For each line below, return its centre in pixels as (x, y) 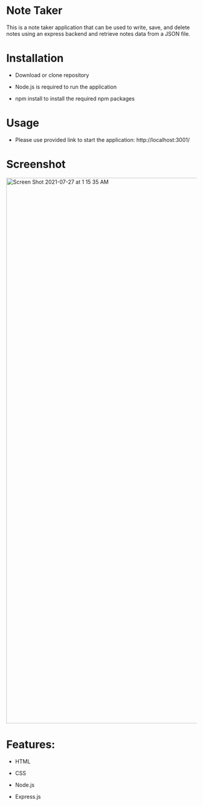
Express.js (28, 796)
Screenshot (36, 164)
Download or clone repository (52, 75)
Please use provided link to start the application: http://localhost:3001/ (102, 139)
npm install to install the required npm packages (75, 98)
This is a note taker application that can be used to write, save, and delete (98, 27)
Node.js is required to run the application (66, 87)
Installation (35, 58)
